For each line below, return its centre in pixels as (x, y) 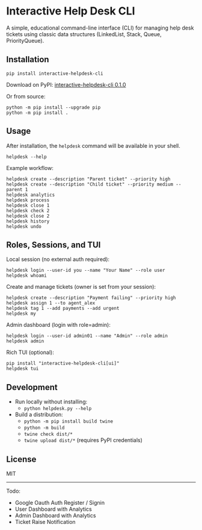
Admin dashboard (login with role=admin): (59, 325)
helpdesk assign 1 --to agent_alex (51, 303)
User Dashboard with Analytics (53, 509)
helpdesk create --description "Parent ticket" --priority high (88, 179)
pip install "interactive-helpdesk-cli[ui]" (63, 364)
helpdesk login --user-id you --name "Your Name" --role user (86, 270)
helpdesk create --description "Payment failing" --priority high (91, 298)
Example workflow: (30, 168)
